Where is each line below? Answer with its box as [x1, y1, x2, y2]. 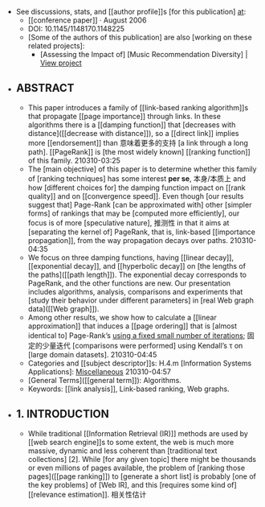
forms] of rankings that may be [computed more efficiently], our [27, 208, 240, 218]
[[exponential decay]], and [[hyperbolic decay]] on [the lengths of [27, 261, 247, 270]
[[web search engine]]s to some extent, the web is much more [27, 437, 234, 447]
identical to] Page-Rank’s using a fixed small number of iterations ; [27, 330, 246, 340]
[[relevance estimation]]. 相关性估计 [27, 489, 147, 499]
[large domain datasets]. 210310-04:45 [27, 349, 157, 359]
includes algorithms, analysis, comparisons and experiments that [27, 286, 243, 296]
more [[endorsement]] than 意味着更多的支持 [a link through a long [27, 138, 249, 147]
